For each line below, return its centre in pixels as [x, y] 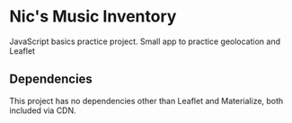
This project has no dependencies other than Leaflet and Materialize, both [146, 101]
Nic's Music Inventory [93, 17]
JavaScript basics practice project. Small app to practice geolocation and [145, 41]
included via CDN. [43, 110]
